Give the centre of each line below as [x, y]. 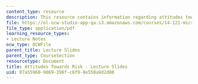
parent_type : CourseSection [41, 56]
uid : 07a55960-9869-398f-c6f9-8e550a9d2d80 [60, 72]
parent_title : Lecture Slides [43, 50]
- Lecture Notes [26, 39]
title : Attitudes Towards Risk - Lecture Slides [67, 67]
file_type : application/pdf [41, 28]
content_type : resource [35, 12]
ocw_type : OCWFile [29, 45]
